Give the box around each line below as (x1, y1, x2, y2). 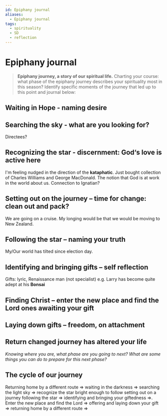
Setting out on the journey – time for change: (5, 194, 147, 203)
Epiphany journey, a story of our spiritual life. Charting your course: (17, 73, 159, 79)
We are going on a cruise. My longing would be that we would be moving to (5, 215, 161, 221)
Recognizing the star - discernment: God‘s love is (5, 148, 162, 157)
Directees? (5, 134, 27, 140)
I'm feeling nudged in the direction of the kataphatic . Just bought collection (5, 169, 161, 175)
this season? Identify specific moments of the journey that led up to (17, 83, 156, 90)
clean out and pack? (5, 202, 70, 211)
